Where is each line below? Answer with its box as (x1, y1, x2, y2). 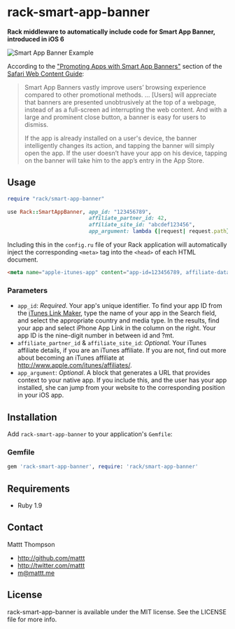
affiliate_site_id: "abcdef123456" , (88, 222, 196, 229)
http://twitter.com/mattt (17, 561, 85, 569)
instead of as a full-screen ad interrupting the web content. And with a (24, 105, 227, 114)
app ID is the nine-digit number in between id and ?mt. (17, 331, 175, 340)
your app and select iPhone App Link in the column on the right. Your (17, 324, 217, 332)
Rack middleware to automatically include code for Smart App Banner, (7, 27, 215, 36)
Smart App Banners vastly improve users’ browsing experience (24, 83, 206, 91)
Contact (7, 522, 43, 534)
